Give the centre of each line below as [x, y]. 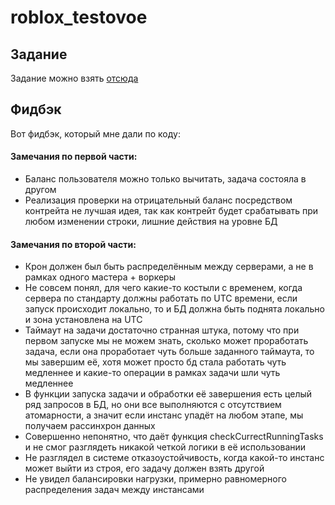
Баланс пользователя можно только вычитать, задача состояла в [165, 179]
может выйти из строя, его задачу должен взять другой [144, 468]
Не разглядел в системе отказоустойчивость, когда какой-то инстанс [174, 458]
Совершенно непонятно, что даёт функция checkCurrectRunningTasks [174, 437]
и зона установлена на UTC [83, 320]
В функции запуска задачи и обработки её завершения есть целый [168, 394]
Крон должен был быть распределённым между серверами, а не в [169, 267]
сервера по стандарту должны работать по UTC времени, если [161, 298]
